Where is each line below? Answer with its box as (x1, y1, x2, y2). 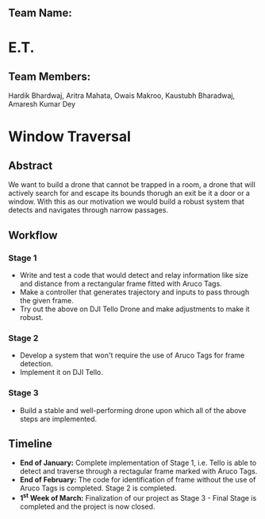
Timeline (8, 437, 53, 451)
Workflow (8, 228, 58, 242)
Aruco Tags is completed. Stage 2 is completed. (19, 483, 177, 493)
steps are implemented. (19, 414, 98, 423)
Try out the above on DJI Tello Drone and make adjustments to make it (19, 304, 250, 314)
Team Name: (8, 6, 73, 20)
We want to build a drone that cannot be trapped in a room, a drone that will (8, 180, 255, 189)
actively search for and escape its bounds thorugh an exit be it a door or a (8, 189, 250, 198)
